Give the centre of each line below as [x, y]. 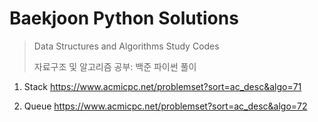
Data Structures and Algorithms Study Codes [126, 46]
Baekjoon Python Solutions [124, 18]
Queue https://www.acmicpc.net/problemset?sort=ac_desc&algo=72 [165, 106]
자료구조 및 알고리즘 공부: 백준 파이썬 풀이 [115, 66]
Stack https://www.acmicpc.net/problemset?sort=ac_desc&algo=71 [162, 86]
